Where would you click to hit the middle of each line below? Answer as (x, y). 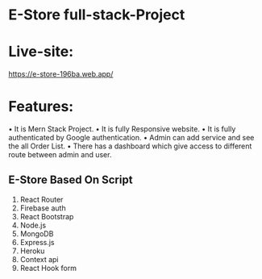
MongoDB (37, 233)
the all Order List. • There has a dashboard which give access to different (130, 146)
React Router (42, 199)
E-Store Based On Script (71, 180)
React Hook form (48, 268)
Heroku (32, 251)
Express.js (37, 242)
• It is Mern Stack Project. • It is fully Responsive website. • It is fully (122, 129)
